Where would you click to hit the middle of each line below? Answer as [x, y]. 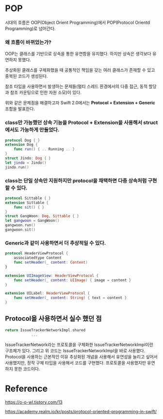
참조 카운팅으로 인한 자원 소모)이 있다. [46, 93]
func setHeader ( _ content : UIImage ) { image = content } [73, 280]
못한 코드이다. [27, 369]
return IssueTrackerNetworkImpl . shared [45, 330]
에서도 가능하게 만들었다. [32, 130]
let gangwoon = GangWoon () [32, 221]
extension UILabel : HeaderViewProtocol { [48, 294]
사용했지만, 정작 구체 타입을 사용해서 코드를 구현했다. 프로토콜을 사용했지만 [76, 363]
